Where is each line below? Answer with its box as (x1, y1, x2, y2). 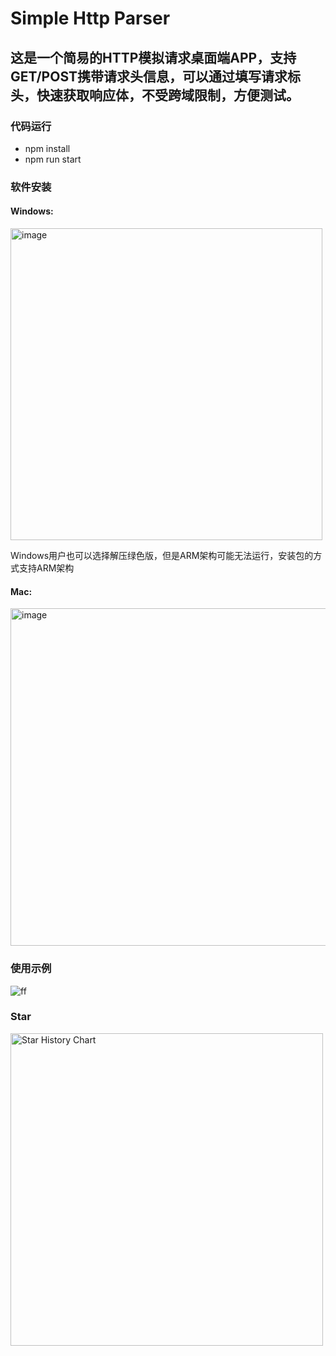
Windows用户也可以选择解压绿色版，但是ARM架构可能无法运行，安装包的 (10, 550, 314, 561)
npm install (24, 142, 71, 154)
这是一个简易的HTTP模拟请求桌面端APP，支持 (10, 49, 297, 66)
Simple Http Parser (10, 7, 171, 30)
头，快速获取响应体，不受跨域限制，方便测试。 (10, 87, 300, 104)
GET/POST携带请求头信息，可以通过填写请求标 (10, 68, 302, 85)
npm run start (24, 153, 82, 165)
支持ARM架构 (18, 562, 75, 574)
